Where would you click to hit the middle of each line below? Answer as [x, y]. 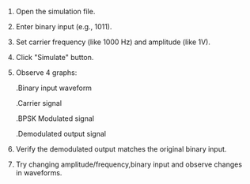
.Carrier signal [38, 103]
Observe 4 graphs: [46, 73]
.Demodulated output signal [61, 134]
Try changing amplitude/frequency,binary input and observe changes [129, 164]
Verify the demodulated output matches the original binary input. [121, 149]
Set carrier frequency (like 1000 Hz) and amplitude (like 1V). [113, 42]
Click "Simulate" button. [55, 57]
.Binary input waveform [54, 88]
